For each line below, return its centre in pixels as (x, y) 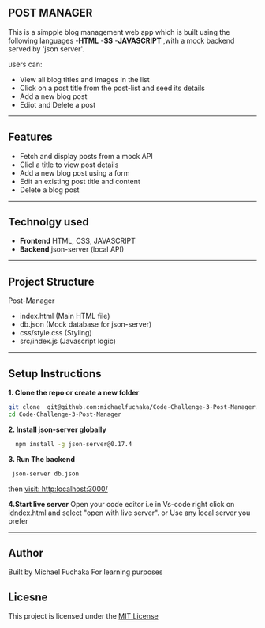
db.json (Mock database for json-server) (86, 324)
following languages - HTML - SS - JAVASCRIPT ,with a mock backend (121, 40)
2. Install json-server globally (57, 429)
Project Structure (51, 281)
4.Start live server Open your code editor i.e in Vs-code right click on (121, 504)
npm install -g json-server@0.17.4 (74, 444)
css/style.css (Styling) (56, 333)
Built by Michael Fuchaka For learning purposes (86, 572)
